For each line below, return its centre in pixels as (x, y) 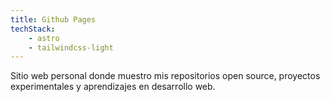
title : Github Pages (53, 19)
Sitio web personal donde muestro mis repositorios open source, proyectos (165, 76)
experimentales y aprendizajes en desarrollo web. (113, 87)
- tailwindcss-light (71, 47)
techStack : (33, 29)
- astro (44, 38)
